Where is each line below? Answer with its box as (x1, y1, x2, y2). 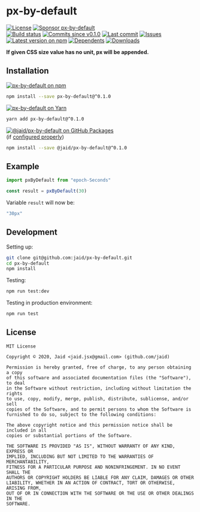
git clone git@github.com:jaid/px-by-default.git (6, 254, 133, 261)
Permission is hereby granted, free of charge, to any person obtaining (6, 364, 192, 370)
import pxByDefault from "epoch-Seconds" (6, 177, 111, 184)
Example (6, 161, 40, 172)
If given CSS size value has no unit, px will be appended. (6, 48, 149, 55)
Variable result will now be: (6, 199, 75, 206)
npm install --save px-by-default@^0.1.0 (6, 93, 111, 100)
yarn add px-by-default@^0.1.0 (6, 116, 84, 122)
